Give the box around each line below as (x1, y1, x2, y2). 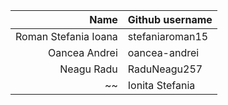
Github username (127, 13, 213, 26)
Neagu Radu (59, 62, 118, 76)
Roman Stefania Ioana (15, 30, 118, 43)
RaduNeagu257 (127, 62, 203, 76)
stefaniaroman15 (127, 30, 209, 43)
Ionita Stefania (127, 79, 196, 92)
